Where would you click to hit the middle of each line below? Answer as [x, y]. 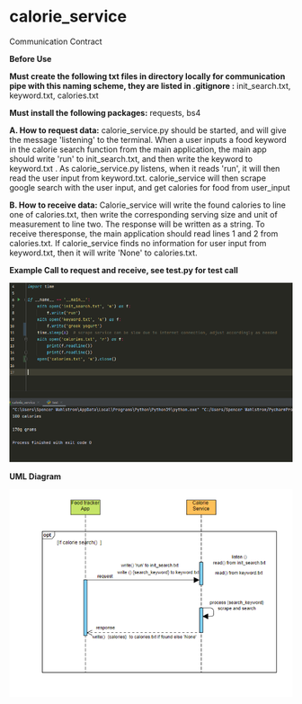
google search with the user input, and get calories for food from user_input [150, 187]
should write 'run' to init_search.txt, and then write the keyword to [131, 158]
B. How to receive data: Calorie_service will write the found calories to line [147, 205]
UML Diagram [35, 476]
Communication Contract [56, 41]
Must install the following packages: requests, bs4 [105, 112]
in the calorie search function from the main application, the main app [138, 149]
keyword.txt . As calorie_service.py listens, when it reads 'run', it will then [145, 168]
